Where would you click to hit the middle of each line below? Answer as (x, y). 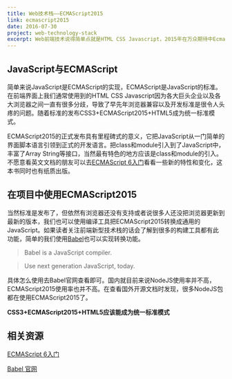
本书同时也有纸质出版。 (40, 171)
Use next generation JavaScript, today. (79, 266)
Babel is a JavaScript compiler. (68, 252)
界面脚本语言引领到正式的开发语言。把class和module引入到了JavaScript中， (116, 145)
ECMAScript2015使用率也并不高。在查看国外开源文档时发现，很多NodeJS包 (115, 288)
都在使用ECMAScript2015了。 (49, 297)
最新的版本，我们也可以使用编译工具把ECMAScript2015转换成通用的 (104, 221)
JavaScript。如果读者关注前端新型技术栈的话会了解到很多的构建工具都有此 (113, 230)
